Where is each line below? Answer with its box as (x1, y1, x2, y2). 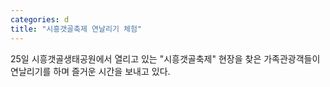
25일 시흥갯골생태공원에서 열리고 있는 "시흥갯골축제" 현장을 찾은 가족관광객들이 (10, 52, 321, 65)
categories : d (10, 14, 70, 25)
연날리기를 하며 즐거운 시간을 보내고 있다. (10, 65, 171, 77)
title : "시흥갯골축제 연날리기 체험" (10, 24, 143, 34)
